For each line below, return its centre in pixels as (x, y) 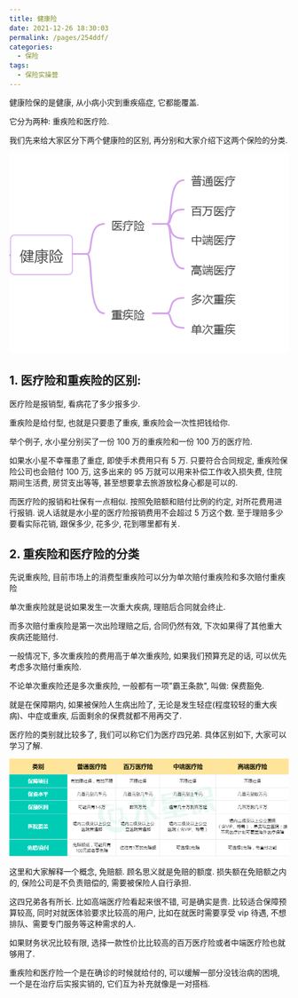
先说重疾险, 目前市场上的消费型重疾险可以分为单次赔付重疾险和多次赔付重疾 (147, 577)
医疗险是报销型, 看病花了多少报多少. (75, 403)
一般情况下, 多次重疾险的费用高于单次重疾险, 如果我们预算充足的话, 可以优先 (148, 656)
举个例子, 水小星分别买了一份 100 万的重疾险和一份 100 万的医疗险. (131, 441)
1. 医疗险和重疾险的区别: (75, 380)
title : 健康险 (33, 19)
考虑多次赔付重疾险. (46, 667)
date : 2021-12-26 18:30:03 (59, 28)
